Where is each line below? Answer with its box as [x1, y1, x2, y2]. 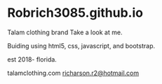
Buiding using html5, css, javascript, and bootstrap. [7, 41, 156, 50]
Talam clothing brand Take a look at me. [7, 28, 123, 36]
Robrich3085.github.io [7, 5, 144, 21]
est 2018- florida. [7, 55, 58, 64]
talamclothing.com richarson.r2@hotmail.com [7, 69, 140, 77]
